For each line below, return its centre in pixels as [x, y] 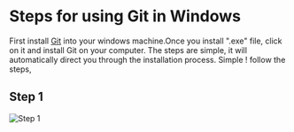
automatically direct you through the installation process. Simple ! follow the [147, 59]
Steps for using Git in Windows [125, 16]
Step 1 [27, 97]
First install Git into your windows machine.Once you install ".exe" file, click [146, 41]
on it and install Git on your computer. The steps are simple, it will [128, 50]
